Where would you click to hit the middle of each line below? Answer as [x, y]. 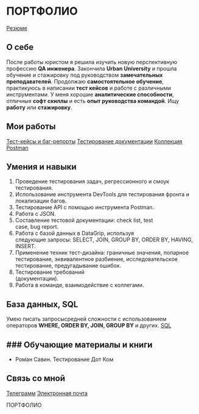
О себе [20, 47]
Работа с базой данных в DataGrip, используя [75, 234]
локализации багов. [41, 201]
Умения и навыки [42, 167]
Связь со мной [36, 378]
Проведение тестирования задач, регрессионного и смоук [92, 182]
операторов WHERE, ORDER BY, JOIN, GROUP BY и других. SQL [89, 326]
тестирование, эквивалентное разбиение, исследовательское [96, 259]
